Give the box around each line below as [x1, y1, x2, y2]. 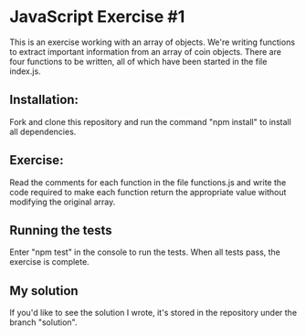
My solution [9, 283, 79, 298]
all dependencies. [9, 126, 77, 137]
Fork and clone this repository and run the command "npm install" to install [9, 116, 292, 127]
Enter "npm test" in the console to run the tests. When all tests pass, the [9, 246, 281, 257]
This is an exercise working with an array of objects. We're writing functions [9, 37, 295, 47]
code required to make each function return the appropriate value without [9, 186, 287, 197]
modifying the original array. [9, 196, 116, 207]
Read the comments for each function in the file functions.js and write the [9, 176, 287, 188]
